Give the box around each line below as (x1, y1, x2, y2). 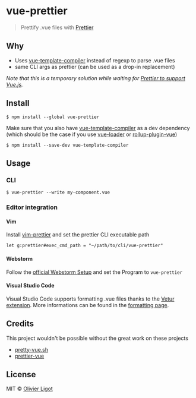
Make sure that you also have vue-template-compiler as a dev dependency (6, 124, 190, 131)
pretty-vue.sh (14, 346, 49, 353)
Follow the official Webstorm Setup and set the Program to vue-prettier (6, 269, 183, 276)
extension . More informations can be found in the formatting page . (6, 301, 169, 308)
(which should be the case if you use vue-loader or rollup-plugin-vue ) (6, 131, 178, 138)
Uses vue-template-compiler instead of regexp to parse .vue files (14, 56, 175, 64)
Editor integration (6, 203, 58, 211)
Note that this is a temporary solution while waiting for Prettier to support (6, 74, 185, 81)
